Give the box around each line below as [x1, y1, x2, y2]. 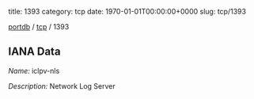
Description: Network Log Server [8, 81, 116, 90]
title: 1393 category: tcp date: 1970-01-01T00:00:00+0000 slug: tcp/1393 [8, 7, 247, 16]
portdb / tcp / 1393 [8, 22, 70, 31]
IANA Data [8, 45, 61, 59]
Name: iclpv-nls [8, 66, 60, 75]
